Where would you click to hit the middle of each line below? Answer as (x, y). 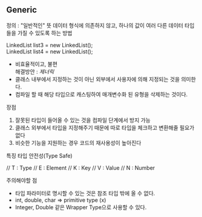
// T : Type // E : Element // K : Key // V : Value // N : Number (81, 168)
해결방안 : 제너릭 (34, 72)
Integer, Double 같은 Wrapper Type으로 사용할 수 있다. (81, 207)
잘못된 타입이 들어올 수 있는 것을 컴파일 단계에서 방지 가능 (83, 120)
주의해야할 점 (22, 180)
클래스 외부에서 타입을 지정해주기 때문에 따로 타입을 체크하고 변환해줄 (96, 127)
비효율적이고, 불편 (36, 64)
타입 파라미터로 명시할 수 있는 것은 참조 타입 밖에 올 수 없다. (85, 193)
